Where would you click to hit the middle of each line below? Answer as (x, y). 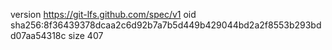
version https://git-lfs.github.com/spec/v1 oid (103, 14)
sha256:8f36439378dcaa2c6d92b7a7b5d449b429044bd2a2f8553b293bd (166, 25)
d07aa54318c (38, 35)
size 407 (86, 35)
